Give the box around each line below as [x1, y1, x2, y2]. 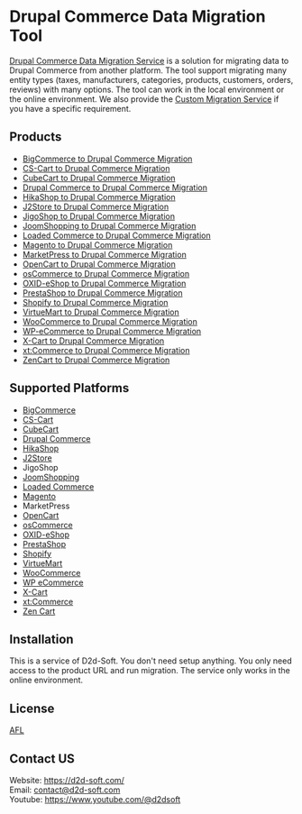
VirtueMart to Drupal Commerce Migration [22, 306, 180, 317]
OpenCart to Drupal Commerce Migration [22, 259, 176, 270]
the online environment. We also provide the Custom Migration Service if [9, 93, 279, 105]
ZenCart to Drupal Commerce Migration [22, 354, 170, 365]
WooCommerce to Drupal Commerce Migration [22, 316, 198, 326]
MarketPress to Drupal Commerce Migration [22, 249, 187, 260]
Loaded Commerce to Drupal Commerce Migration [22, 230, 211, 241]
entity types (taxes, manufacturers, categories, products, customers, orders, [9, 74, 294, 85]
